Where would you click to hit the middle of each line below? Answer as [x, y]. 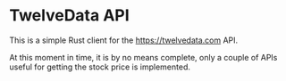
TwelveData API [69, 16]
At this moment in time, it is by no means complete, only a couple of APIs [143, 57]
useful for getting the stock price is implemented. [100, 67]
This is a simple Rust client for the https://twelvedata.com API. [124, 40]
